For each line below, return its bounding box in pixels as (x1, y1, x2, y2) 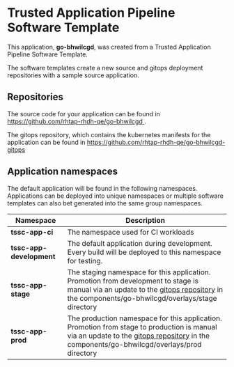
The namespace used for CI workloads (67, 227, 194, 237)
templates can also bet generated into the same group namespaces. (7, 198, 203, 207)
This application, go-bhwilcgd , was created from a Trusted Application (7, 42, 211, 51)
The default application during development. (67, 238, 212, 248)
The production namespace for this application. (67, 313, 223, 323)
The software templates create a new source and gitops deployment (7, 63, 203, 72)
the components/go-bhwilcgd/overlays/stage (67, 293, 217, 303)
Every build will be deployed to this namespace (67, 247, 221, 257)
